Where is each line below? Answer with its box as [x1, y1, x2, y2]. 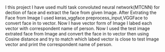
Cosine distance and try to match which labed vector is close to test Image [5, 36, 159, 42]
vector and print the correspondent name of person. [5, 41, 112, 47]
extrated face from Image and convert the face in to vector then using [5, 31, 149, 36]
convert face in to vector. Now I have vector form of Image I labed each [5, 20, 152, 26]
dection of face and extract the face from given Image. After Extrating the [5, 9, 156, 15]
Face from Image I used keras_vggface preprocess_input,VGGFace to [5, 15, 148, 20]
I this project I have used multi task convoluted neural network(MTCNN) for [5, 4, 160, 10]
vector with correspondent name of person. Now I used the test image [5, 25, 150, 31]
